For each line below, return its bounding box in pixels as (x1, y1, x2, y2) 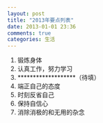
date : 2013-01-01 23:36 (7, 23, 77, 30)
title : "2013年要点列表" (7, 17, 74, 24)
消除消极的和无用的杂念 (17, 108, 85, 117)
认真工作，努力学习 (17, 65, 73, 73)
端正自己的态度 (17, 82, 61, 90)
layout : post (7, 10, 45, 17)
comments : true (7, 29, 51, 37)
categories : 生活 (7, 36, 56, 43)
